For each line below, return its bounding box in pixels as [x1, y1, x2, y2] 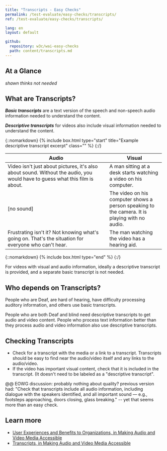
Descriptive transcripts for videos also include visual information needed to [5, 122, 162, 128]
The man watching [109, 229, 153, 236]
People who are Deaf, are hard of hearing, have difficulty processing [5, 297, 145, 303]
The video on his [109, 190, 149, 197]
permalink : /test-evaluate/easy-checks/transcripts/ [5, 12, 117, 17]
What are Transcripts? [5, 94, 76, 103]
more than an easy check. [5, 402, 59, 408]
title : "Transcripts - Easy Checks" [5, 7, 81, 12]
